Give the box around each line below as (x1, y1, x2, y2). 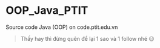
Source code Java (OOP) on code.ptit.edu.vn (5, 23, 118, 31)
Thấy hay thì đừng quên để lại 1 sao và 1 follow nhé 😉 (20, 35, 155, 42)
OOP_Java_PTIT (5, 4, 88, 17)
